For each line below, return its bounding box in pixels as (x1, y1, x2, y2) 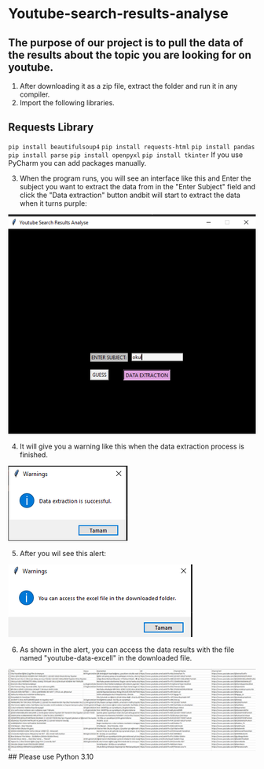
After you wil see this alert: (19, 548, 107, 558)
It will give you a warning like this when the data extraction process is (19, 441, 245, 451)
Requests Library (8, 121, 94, 134)
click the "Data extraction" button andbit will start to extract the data (19, 190, 241, 200)
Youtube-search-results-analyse (8, 5, 229, 23)
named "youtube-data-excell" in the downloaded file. (19, 653, 192, 662)
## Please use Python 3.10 (8, 752, 94, 761)
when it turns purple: (19, 198, 88, 208)
